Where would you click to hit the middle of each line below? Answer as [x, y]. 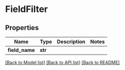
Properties [22, 28]
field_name [21, 50]
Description [71, 42]
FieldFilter [27, 9]
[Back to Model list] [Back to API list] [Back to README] [62, 62]
